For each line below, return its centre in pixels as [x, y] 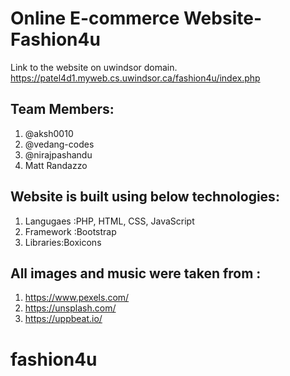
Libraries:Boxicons [63, 242]
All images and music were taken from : [136, 273]
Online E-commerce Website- [136, 18]
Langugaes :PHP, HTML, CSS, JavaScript [109, 221]
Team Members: [62, 109]
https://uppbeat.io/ [63, 319]
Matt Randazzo [56, 165]
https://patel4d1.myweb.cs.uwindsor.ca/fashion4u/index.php [135, 78]
